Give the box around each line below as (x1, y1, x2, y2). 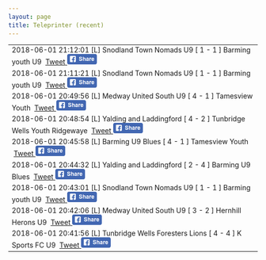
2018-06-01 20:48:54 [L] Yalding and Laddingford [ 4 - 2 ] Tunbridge (11, 114, 245, 123)
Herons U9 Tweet (11, 218, 71, 227)
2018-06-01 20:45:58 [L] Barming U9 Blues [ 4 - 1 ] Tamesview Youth (11, 137, 249, 147)
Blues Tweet (11, 171, 54, 182)
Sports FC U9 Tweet (11, 240, 80, 250)
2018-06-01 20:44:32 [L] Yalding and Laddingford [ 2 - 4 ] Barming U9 (11, 159, 251, 170)
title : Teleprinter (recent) (8, 21, 104, 29)
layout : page (8, 13, 51, 21)
